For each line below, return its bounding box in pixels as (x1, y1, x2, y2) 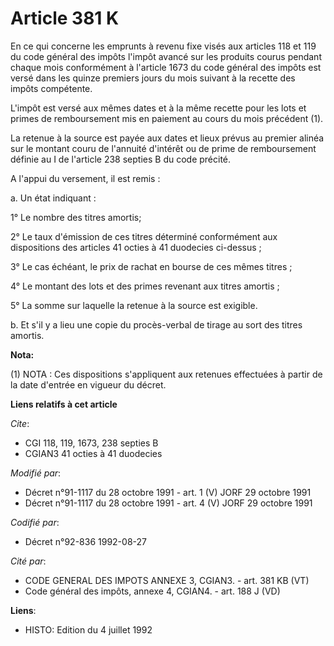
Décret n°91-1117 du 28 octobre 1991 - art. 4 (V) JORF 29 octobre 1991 (24, 497, 313, 509)
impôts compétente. (10, 82, 93, 94)
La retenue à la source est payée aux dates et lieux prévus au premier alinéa (10, 132, 325, 144)
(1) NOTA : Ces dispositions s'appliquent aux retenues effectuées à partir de (10, 368, 323, 380)
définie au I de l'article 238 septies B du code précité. (10, 153, 232, 165)
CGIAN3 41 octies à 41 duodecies (24, 447, 163, 459)
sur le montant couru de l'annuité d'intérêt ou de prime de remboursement (10, 142, 317, 154)
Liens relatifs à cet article (10, 398, 118, 410)
